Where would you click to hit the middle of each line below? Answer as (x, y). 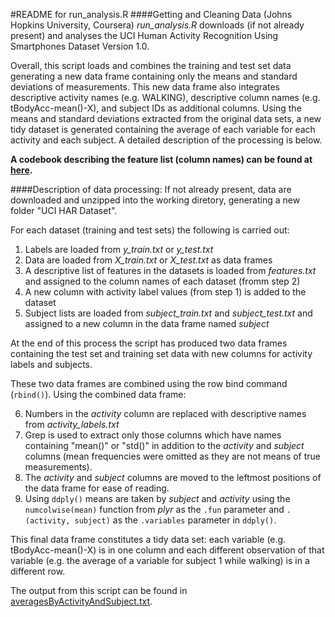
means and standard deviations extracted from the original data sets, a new (166, 118)
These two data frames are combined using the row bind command (149, 383)
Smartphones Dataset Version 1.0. (80, 46)
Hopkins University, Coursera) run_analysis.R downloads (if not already (157, 25)
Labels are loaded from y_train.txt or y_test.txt (119, 249)
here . (21, 170)
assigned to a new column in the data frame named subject (147, 323)
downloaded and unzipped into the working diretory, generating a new (155, 200)
